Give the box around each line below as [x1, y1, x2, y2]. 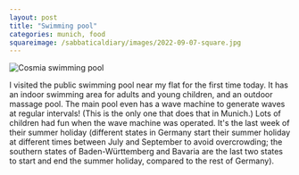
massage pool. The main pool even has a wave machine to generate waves [9, 99, 286, 110]
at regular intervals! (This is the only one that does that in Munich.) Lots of [9, 108, 281, 119]
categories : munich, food [9, 29, 105, 38]
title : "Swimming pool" [9, 21, 98, 30]
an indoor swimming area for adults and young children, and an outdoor [9, 89, 273, 100]
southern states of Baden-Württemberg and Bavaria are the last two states [9, 146, 284, 157]
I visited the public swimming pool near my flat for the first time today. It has [9, 79, 288, 90]
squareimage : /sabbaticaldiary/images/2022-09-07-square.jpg [9, 37, 242, 47]
